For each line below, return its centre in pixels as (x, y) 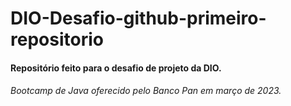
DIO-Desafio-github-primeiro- (138, 18)
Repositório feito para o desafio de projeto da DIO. (116, 68)
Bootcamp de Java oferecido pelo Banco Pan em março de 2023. (146, 91)
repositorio (57, 39)
